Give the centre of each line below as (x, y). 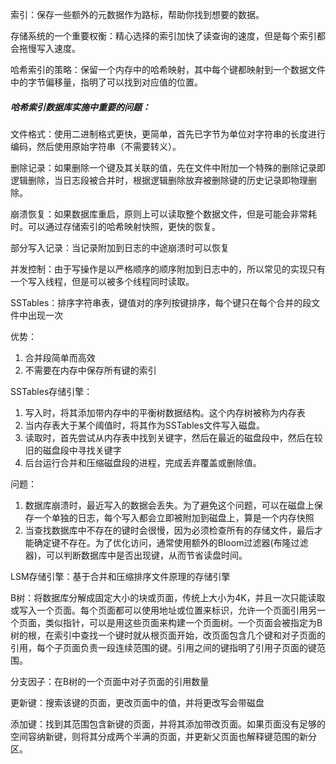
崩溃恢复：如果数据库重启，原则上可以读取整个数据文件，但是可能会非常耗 (163, 214)
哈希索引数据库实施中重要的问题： (80, 107)
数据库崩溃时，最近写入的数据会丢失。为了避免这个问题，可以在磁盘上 (169, 505)
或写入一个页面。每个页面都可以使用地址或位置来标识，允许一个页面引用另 (163, 610)
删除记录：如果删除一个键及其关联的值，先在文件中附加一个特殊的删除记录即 (168, 167)
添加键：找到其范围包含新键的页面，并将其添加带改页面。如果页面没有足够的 (168, 724)
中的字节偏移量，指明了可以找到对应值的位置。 (106, 82)
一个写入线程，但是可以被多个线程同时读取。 (102, 281)
